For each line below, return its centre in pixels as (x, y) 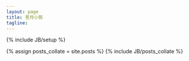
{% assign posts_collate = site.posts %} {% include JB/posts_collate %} (95, 51)
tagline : (17, 23)
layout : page (22, 12)
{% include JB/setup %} (36, 40)
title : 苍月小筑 (25, 17)
